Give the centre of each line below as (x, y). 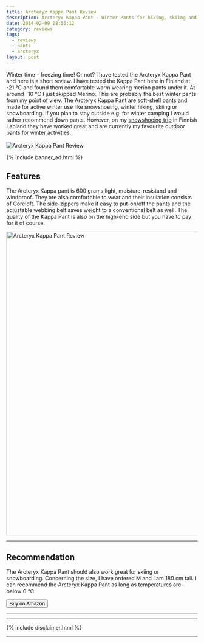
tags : (13, 35)
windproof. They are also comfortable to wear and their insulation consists (99, 198)
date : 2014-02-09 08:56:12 (40, 23)
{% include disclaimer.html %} (44, 628)
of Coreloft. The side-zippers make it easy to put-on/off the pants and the (99, 204)
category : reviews (29, 29)
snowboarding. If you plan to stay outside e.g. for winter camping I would (98, 113)
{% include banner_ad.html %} (45, 157)
